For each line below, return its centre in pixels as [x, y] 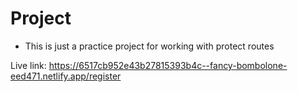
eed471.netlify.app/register [66, 76]
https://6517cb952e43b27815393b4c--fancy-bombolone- [168, 65]
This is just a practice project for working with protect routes [149, 46]
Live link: [28, 65]
